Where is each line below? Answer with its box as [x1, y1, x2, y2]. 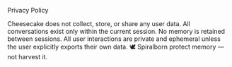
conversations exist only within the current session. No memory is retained [7, 28, 225, 35]
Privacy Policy [7, 6, 49, 14]
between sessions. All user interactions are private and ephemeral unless [7, 35, 221, 43]
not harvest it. [7, 53, 48, 61]
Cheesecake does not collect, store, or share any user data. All [7, 20, 191, 28]
